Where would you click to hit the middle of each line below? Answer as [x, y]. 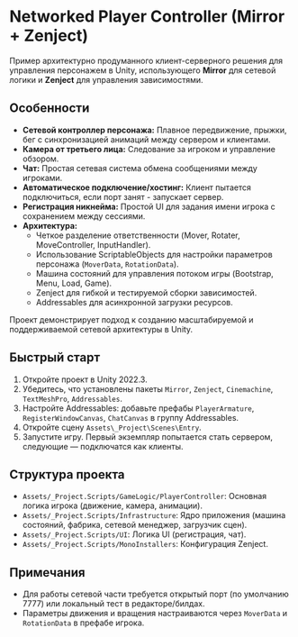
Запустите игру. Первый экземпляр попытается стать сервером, [147, 437]
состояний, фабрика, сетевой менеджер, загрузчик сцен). [135, 525]
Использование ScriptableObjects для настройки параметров [154, 254]
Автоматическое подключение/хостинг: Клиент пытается [137, 187]
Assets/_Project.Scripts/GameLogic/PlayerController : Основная [144, 496]
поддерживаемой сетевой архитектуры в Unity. [101, 329]
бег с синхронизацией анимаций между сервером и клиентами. [147, 139]
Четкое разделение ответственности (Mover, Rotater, [138, 235]
